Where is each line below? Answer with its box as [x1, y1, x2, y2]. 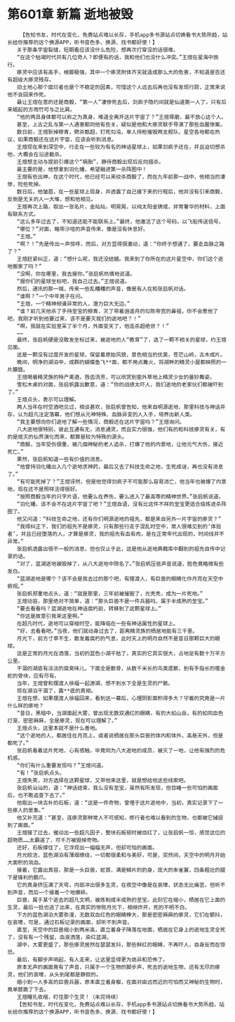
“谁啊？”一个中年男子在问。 [16, 292, 86, 299]
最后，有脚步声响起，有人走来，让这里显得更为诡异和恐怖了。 [16, 956, 168, 963]
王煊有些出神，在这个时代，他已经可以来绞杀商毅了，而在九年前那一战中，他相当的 [16, 173, 221, 180]
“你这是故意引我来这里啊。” [16, 612, 83, 619]
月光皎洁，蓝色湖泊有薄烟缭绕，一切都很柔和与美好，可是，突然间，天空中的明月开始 [16, 851, 226, 858]
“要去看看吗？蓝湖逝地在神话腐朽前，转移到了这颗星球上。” [16, 605, 161, 612]
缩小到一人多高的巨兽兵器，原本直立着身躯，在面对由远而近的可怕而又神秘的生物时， [16, 978, 226, 985]
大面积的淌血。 [7, 859, 44, 866]
